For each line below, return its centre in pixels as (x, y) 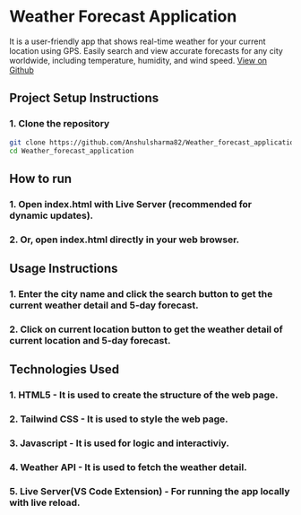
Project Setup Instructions (84, 98)
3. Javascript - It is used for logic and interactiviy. (120, 443)
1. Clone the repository (60, 124)
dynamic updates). (52, 215)
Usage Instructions (64, 268)
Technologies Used (64, 370)
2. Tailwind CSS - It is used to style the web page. (119, 419)
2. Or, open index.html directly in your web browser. (125, 240)
